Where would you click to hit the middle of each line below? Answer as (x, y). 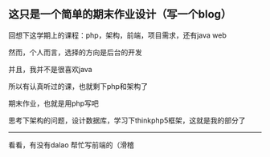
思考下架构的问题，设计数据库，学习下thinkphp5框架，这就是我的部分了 (127, 120)
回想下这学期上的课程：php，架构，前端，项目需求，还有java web (118, 35)
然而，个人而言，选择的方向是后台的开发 (75, 52)
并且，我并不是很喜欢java (50, 69)
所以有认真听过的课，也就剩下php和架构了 (78, 86)
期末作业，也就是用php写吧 (53, 103)
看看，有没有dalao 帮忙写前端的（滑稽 (72, 145)
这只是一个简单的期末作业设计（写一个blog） (120, 14)
